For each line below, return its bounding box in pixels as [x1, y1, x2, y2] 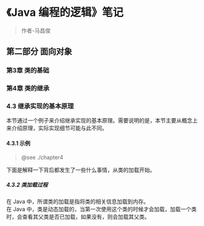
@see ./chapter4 [21, 154, 64, 161]
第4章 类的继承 [6, 84, 50, 93]
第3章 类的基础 [6, 66, 50, 75]
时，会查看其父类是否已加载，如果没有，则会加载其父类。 [6, 213, 150, 220]
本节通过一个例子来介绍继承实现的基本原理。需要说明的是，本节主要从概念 [6, 117, 192, 124]
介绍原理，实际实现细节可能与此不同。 [11, 124, 107, 132]
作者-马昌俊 [21, 27, 51, 34]
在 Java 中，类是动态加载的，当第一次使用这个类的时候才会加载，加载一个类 [6, 205, 197, 213]
